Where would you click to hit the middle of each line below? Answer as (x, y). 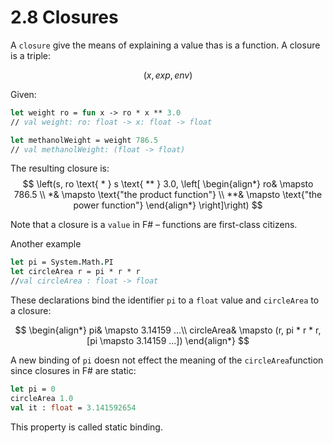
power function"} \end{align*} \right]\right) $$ (168, 205)
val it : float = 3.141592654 (73, 407)
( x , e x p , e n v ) (168, 75)
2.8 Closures (64, 17)
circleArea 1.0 (42, 398)
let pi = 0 (33, 389)
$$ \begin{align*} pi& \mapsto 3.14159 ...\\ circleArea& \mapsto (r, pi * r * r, (168, 330)
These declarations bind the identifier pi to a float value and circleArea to (165, 300)
